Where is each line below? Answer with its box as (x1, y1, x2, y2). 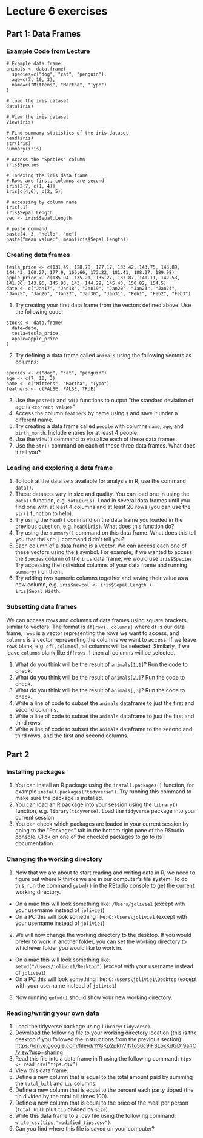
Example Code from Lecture (6, 47, 90, 55)
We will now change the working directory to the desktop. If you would (15, 931, 192, 938)
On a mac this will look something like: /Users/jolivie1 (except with (15, 900, 185, 907)
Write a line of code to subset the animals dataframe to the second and (15, 725, 193, 732)
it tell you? (15, 449, 41, 456)
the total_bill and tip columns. (15, 1080, 97, 1087)
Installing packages (6, 768, 65, 776)
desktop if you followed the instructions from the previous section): (15, 1036, 183, 1043)
